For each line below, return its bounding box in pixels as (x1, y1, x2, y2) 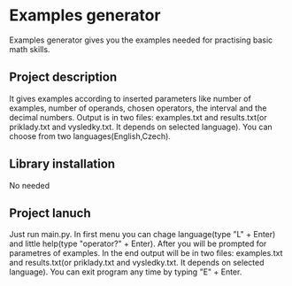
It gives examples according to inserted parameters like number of (9, 93, 252, 104)
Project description (9, 70, 118, 85)
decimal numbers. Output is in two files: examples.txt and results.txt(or (9, 112, 267, 122)
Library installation (9, 157, 116, 172)
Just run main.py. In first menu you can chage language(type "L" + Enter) (9, 229, 276, 240)
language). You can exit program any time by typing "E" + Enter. (9, 267, 242, 277)
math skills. (9, 43, 50, 54)
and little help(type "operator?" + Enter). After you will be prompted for (9, 238, 267, 249)
